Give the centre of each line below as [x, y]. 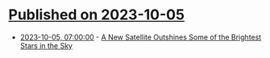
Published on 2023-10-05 [97, 15]
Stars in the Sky [46, 45]
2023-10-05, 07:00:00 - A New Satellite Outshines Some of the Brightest [141, 37]
